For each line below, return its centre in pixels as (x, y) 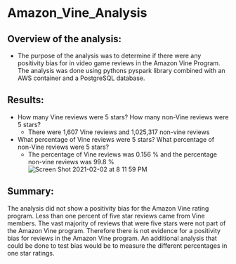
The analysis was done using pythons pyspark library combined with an (122, 71)
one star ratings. (31, 253)
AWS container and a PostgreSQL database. (81, 78)
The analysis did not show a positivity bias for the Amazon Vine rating (108, 208)
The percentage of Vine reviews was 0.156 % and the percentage (123, 154)
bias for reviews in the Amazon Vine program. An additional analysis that (112, 238)
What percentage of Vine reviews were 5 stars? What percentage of (116, 139)
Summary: (31, 191)
